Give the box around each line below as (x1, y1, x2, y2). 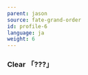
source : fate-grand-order (7, 17, 81, 23)
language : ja (7, 29, 45, 36)
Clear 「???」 (7, 60, 54, 69)
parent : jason (7, 10, 48, 17)
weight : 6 (7, 36, 36, 43)
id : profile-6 (7, 23, 48, 30)
